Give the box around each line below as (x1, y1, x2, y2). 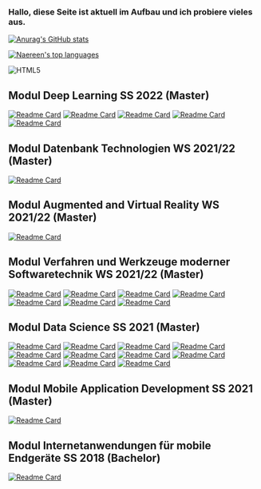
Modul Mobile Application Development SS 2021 (8, 382, 253, 396)
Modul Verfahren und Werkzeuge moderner (8, 255, 231, 269)
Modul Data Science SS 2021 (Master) (8, 320, 200, 334)
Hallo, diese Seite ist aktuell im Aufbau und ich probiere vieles (8, 6, 253, 18)
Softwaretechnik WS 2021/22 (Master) (8, 268, 204, 281)
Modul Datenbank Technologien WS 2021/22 (8, 141, 235, 155)
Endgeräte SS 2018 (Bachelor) (8, 451, 161, 465)
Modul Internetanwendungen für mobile (8, 439, 212, 452)
